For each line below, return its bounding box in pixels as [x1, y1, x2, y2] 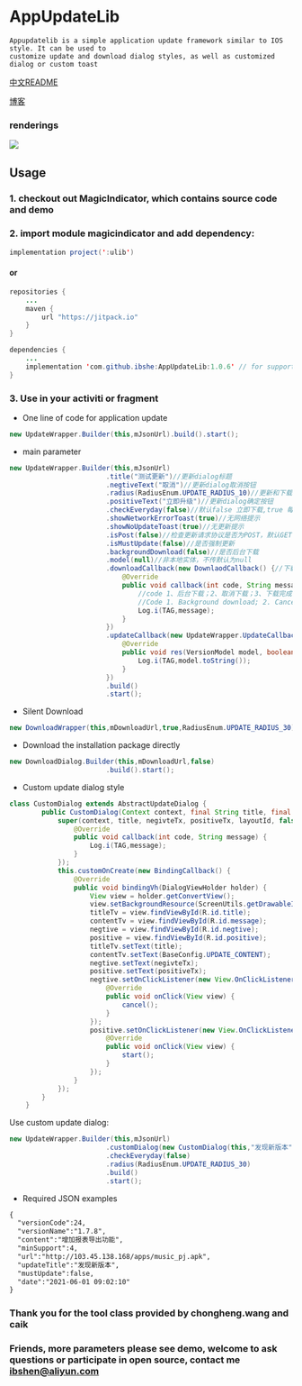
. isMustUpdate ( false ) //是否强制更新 [105, 539, 235, 548]
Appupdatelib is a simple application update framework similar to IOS [9, 36, 283, 45]
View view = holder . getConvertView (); [89, 891, 235, 900]
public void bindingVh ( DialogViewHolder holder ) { [73, 883, 268, 892]
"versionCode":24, [17, 1218, 87, 1227]
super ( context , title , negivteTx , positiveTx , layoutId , [57, 816, 276, 825]
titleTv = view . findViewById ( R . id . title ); [89, 908, 252, 917]
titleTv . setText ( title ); [89, 942, 182, 951]
